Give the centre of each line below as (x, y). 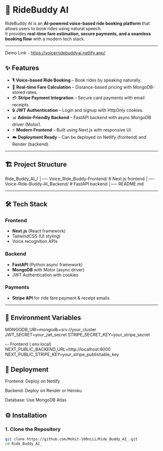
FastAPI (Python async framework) (47, 265)
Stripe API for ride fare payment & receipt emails (61, 298)
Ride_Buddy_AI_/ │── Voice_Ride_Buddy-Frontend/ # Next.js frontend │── (80, 179)
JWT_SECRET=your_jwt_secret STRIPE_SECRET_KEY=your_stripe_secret (78, 334)
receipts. (21, 104)
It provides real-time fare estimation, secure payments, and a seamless (78, 33)
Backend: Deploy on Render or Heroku (43, 391)
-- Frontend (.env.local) (28, 344)
